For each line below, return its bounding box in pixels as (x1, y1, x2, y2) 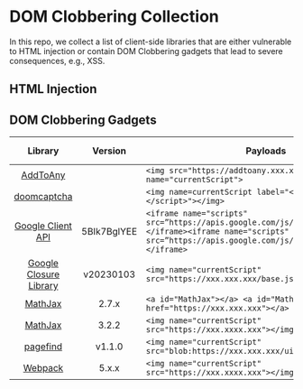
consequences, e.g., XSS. (9, 55, 106, 66)
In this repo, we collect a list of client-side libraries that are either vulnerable (9, 36, 292, 47)
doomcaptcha (14, 190, 73, 203)
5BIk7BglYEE (80, 226, 138, 238)
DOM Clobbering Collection (9, 6, 219, 27)
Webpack (23, 362, 64, 375)
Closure (26, 268, 60, 281)
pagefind (23, 340, 63, 353)
